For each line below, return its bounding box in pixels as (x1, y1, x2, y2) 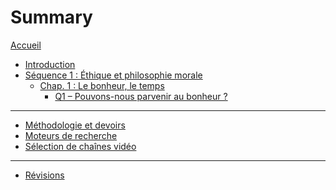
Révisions (24, 169, 65, 181)
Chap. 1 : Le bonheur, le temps (39, 79, 165, 91)
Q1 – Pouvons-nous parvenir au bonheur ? (54, 90, 228, 102)
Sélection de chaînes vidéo (24, 140, 137, 152)
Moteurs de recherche (24, 129, 118, 141)
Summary (10, 6, 93, 29)
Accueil (10, 39, 42, 51)
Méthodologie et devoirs (24, 119, 126, 131)
